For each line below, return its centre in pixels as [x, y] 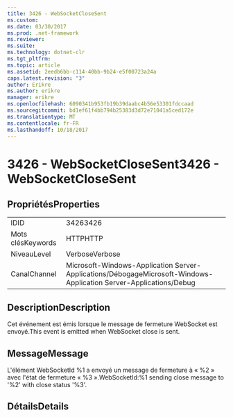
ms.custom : [23, 20]
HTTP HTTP [84, 239]
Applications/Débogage [104, 274]
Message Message [48, 354]
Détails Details [38, 407]
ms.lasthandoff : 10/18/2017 [48, 130]
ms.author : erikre [34, 91]
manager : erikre [31, 98]
